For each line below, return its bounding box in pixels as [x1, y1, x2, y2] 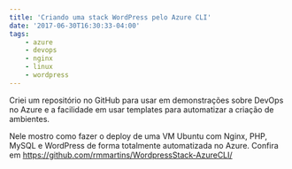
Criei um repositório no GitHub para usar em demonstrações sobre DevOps [9, 95, 284, 105]
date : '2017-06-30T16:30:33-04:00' [9, 21, 141, 30]
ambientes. [9, 113, 50, 124]
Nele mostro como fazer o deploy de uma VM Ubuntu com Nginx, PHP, [9, 130, 268, 142]
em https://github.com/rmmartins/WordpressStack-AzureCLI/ [9, 150, 233, 160]
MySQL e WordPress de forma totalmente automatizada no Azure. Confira [9, 140, 279, 150]
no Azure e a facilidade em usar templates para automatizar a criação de [9, 104, 274, 115]
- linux [25, 63, 53, 72]
